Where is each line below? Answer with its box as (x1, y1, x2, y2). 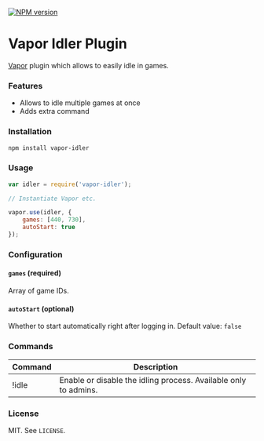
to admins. (59, 385, 98, 395)
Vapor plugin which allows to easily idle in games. (8, 60, 169, 70)
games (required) (8, 268, 61, 278)
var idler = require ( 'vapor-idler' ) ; (8, 180, 132, 188)
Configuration (8, 249, 63, 260)
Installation (8, 126, 53, 137)
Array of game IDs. (8, 286, 69, 296)
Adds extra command (19, 107, 90, 116)
